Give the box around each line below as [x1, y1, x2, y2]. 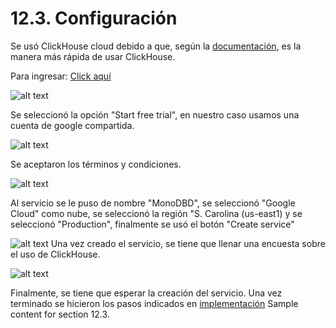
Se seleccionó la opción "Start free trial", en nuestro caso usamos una [10, 108, 300, 121]
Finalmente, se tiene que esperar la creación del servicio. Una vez [10, 287, 283, 299]
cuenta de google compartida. [10, 119, 135, 131]
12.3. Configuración [10, 7, 178, 30]
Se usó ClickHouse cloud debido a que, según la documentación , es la [10, 40, 302, 52]
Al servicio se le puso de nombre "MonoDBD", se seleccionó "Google [10, 197, 296, 209]
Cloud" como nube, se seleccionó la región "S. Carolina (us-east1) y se [10, 207, 303, 219]
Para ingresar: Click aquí [10, 70, 112, 82]
